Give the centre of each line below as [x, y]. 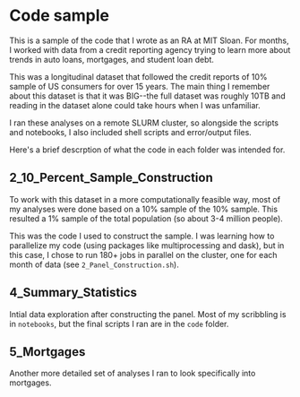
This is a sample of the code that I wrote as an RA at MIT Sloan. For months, [149, 40]
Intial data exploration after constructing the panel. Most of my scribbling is [148, 314]
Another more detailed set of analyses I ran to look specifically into [133, 374]
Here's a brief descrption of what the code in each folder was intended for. [147, 150]
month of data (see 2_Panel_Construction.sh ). [94, 264]
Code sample [60, 16]
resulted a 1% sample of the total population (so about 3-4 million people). [146, 218]
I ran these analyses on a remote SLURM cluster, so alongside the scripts [144, 123]
